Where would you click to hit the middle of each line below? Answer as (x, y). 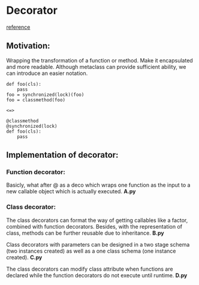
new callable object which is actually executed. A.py (71, 191)
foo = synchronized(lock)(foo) (45, 94)
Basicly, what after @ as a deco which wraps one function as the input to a (98, 185)
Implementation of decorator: (62, 155)
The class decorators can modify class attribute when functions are (90, 269)
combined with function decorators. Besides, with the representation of (94, 226)
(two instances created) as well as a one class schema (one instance (91, 251)
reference (18, 27)
